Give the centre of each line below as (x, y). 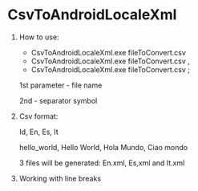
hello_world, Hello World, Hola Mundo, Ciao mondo (103, 147)
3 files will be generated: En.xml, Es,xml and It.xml (102, 163)
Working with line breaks (60, 178)
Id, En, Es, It (39, 132)
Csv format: (38, 116)
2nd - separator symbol (58, 100)
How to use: (39, 37)
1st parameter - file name (61, 85)
